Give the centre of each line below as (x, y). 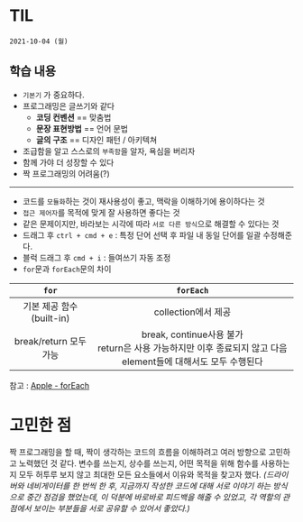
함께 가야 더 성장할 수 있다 (68, 162)
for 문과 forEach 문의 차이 (67, 269)
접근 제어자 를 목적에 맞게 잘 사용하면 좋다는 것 (101, 212)
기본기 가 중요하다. (53, 95)
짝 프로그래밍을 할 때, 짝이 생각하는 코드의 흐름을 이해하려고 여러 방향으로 (138, 452)
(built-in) (50, 318)
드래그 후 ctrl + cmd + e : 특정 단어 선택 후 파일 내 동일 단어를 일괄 (142, 234)
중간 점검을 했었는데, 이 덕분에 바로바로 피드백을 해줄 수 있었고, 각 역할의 (153, 497)
